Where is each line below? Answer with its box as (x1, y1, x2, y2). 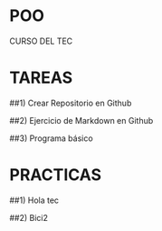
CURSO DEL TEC (9, 35, 73, 46)
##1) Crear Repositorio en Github (9, 97, 132, 108)
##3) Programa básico (9, 133, 93, 144)
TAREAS (9, 67, 73, 88)
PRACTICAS (9, 165, 102, 186)
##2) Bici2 (9, 212, 48, 223)
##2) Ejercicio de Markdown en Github (9, 115, 154, 126)
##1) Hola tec (9, 195, 60, 206)
